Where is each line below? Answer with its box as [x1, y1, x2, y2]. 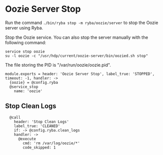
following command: [5, 39, 47, 45]
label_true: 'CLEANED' [14, 124, 60, 129]
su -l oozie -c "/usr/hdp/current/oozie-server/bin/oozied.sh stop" [5, 53, 148, 58]
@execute [18, 136, 36, 141]
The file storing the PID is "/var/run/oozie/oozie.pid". [5, 62, 111, 68]
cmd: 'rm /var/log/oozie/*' [23, 141, 80, 146]
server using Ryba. [5, 25, 43, 30]
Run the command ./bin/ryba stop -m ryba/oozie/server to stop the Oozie [5, 20, 159, 26]
